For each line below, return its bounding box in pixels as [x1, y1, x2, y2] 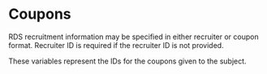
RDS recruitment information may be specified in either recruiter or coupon [8, 32, 259, 41]
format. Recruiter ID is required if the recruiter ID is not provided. [8, 40, 225, 50]
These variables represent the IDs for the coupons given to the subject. [8, 56, 247, 66]
